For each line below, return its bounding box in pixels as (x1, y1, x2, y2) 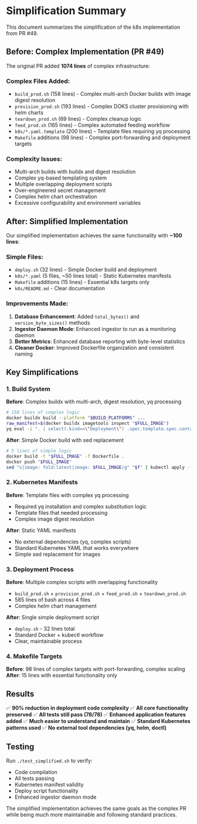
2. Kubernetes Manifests (6, 478, 78, 487)
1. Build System (6, 385, 51, 393)
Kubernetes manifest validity (14, 781, 84, 788)
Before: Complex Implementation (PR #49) (6, 47, 164, 57)
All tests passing (14, 775, 55, 782)
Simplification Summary (6, 4, 127, 18)
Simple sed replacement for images (14, 551, 101, 558)
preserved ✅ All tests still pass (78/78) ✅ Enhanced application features (6, 711, 186, 718)
